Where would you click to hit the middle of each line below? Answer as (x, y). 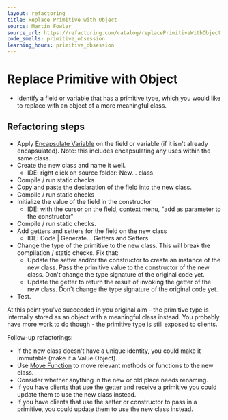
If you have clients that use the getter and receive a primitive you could (117, 387)
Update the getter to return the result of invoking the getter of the (119, 282)
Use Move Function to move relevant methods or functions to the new (115, 365)
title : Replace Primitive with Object (62, 20)
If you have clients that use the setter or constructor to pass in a (107, 402)
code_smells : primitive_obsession (56, 39)
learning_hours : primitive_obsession (61, 45)
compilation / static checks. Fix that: (68, 252)
